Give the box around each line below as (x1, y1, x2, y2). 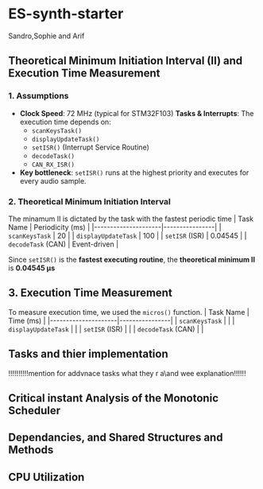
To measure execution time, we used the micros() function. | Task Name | (8, 307, 250, 316)
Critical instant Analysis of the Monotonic (8, 391, 219, 405)
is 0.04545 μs (8, 263, 56, 273)
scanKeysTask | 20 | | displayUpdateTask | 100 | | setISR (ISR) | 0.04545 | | (8, 231, 247, 240)
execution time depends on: (19, 117, 111, 126)
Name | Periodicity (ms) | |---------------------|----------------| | (8, 222, 222, 231)
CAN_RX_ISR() (31, 161, 75, 169)
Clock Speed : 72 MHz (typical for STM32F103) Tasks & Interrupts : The (19, 108, 254, 118)
